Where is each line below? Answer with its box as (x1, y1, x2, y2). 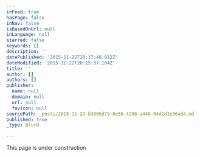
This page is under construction (6, 144, 86, 152)
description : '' (6, 49, 47, 55)
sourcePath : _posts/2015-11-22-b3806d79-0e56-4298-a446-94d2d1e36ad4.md (6, 111, 195, 117)
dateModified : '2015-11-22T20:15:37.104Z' (6, 60, 116, 66)
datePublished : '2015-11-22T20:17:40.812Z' (6, 54, 119, 60)
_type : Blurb (6, 122, 40, 128)
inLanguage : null (6, 32, 50, 38)
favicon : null (12, 105, 47, 111)
